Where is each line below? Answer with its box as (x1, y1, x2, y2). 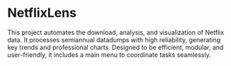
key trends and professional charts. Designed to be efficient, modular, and (7, 43, 224, 51)
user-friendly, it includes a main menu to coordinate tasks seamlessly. (7, 51, 211, 59)
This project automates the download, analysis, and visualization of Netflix (7, 28, 225, 37)
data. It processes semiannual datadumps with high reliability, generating (7, 35, 221, 44)
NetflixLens (7, 5, 77, 21)
